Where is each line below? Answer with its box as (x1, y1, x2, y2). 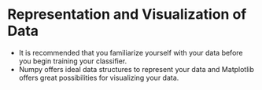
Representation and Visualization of (7, 5, 247, 23)
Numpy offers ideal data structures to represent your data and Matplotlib (18, 64, 255, 74)
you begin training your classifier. (18, 56, 127, 66)
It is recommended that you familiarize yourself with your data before (18, 48, 243, 57)
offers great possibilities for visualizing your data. (18, 73, 179, 82)
